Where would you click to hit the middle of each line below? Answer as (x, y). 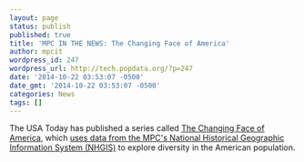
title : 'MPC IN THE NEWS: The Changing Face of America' (120, 43)
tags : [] (26, 102)
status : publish (40, 26)
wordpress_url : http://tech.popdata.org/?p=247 (101, 69)
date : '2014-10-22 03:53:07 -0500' (77, 77)
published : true (40, 35)
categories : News (42, 94)
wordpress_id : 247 (44, 60)
